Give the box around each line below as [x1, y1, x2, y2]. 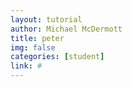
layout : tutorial [10, 14, 83, 25]
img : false [10, 42, 56, 53]
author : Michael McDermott [10, 24, 123, 34]
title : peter [10, 33, 65, 43]
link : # [10, 61, 43, 71]
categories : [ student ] [10, 52, 105, 62]
